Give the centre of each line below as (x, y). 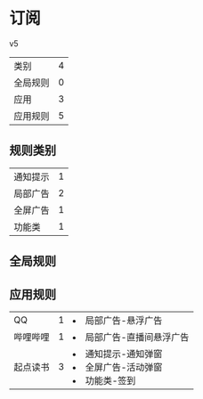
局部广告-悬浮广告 (124, 320)
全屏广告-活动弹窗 (124, 367)
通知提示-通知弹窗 (124, 354)
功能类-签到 (110, 380)
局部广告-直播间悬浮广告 (137, 337)
